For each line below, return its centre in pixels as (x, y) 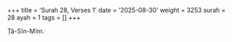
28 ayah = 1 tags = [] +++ (44, 17)
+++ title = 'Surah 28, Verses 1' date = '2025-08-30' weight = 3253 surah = (116, 10)
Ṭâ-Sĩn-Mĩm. (26, 31)
